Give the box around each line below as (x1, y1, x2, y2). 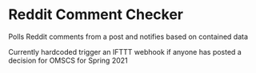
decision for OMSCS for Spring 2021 (8, 56, 128, 65)
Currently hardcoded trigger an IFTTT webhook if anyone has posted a (8, 47, 242, 56)
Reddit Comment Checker (8, 6, 184, 24)
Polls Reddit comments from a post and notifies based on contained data (8, 32, 249, 41)
